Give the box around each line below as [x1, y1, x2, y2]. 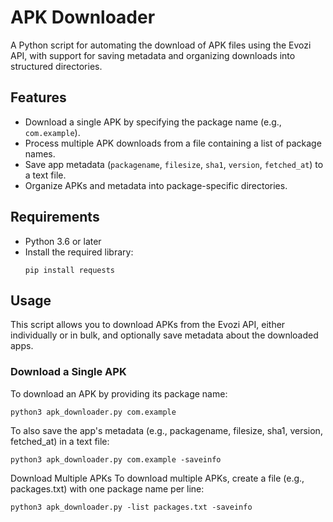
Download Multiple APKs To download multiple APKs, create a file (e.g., [10, 472, 305, 484]
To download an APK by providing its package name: [10, 387, 228, 400]
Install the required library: [24, 246, 134, 258]
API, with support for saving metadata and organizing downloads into [10, 49, 296, 61]
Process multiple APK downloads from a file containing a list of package [24, 137, 322, 149]
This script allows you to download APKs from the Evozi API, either [10, 319, 286, 331]
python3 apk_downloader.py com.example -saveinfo [10, 454, 222, 465]
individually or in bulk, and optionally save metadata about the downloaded [10, 329, 319, 341]
